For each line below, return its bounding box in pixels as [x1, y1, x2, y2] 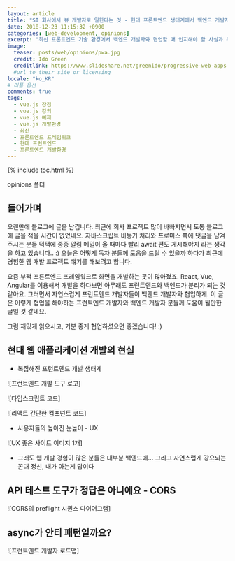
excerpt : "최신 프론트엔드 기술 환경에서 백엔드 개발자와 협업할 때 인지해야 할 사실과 [7, 36, 224, 43]
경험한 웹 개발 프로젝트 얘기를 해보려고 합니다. [7, 257, 133, 265]
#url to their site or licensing [13, 68, 111, 75]
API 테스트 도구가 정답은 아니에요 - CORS [7, 485, 176, 497]
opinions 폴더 [7, 180, 45, 189]
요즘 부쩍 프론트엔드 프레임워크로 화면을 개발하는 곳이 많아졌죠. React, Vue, [7, 272, 214, 280]
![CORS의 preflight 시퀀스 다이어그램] [7, 504, 111, 513]
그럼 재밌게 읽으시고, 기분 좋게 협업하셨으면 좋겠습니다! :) [7, 322, 162, 330]
